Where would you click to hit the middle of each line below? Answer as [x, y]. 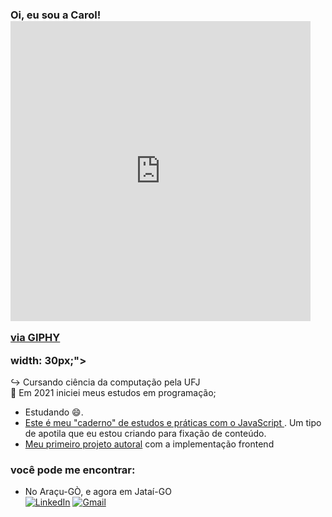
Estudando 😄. [54, 412]
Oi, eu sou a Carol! [56, 15]
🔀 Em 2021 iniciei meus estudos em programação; [113, 393]
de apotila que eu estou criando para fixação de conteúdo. [145, 434]
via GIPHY [35, 338]
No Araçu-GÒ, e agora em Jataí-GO [98, 492]
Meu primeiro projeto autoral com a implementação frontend [149, 444]
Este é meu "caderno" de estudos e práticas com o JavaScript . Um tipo [173, 423]
